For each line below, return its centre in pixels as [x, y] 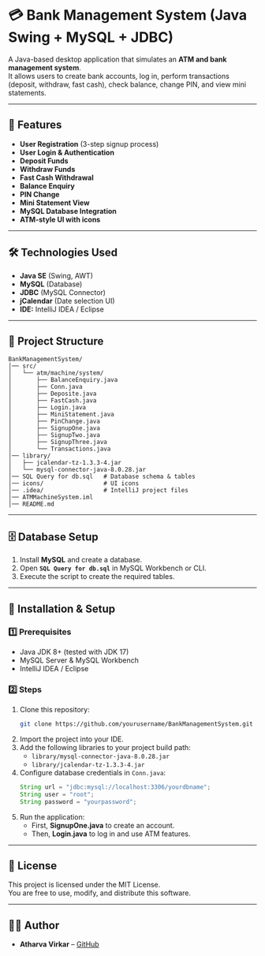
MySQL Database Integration [68, 211]
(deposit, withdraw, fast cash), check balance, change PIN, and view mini [127, 84]
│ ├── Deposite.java [52, 394]
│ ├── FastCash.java [52, 401]
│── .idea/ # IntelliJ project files [99, 491]
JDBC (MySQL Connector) [63, 292]
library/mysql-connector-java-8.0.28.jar [100, 757]
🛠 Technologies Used [63, 253]
